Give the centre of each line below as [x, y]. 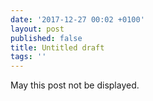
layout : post [37, 29]
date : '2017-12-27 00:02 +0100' [77, 19]
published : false [46, 38]
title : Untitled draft [57, 47]
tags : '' [28, 57]
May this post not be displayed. [75, 85]
